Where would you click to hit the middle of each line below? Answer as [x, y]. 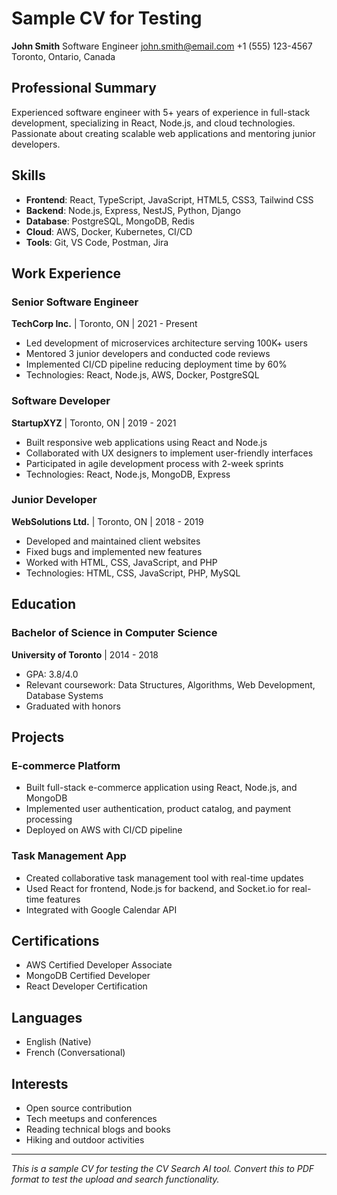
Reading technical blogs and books [98, 1129]
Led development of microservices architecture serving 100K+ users [166, 343]
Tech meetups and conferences [91, 1118]
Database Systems [64, 695]
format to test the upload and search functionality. [115, 1179]
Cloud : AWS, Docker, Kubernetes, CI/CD [109, 231]
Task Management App [69, 856]
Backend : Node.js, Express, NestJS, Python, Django [133, 210]
